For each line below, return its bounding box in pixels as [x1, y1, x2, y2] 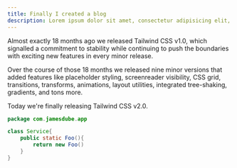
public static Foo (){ [20, 135, 84, 142]
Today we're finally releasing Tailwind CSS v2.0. [7, 101, 148, 110]
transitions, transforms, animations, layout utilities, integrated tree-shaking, [7, 80, 228, 89]
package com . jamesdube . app [7, 115, 88, 123]
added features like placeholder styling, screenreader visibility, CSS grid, [7, 72, 221, 82]
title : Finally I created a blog [7, 10, 107, 18]
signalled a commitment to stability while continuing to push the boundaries [7, 44, 229, 52]
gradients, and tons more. [7, 88, 83, 96]
